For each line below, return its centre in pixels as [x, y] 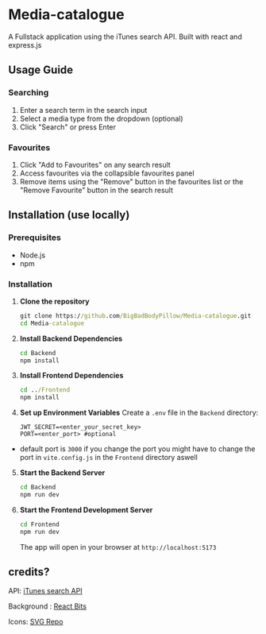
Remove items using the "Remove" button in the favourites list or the [131, 181]
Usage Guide [41, 70]
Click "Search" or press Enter [68, 127]
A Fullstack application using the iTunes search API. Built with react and [125, 37]
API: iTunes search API [45, 591]
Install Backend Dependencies [71, 338]
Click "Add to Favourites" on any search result [95, 164]
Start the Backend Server [62, 473]
